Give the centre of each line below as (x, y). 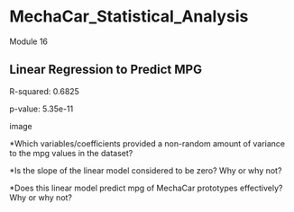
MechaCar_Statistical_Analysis (129, 17)
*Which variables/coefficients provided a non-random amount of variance (147, 143)
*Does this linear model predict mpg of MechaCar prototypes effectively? (146, 188)
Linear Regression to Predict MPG (106, 70)
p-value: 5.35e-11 (41, 109)
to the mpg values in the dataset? (71, 153)
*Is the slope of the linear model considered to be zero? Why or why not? (146, 170)
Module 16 (28, 41)
